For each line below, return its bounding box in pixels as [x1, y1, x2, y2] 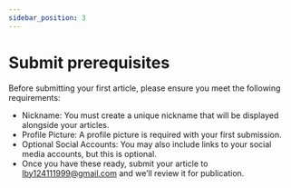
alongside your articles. [21, 119, 110, 130]
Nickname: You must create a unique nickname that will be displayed [21, 110, 279, 121]
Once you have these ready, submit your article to [21, 158, 209, 169]
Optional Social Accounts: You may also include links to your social [21, 138, 272, 150]
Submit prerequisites [8, 52, 170, 73]
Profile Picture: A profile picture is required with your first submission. [21, 129, 282, 140]
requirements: [8, 92, 61, 103]
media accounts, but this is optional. [21, 148, 158, 159]
